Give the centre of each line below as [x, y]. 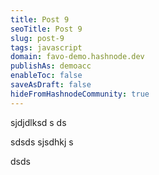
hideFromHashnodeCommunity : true [80, 94]
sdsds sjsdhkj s [42, 142]
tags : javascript [46, 47]
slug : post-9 [37, 38]
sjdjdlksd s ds [38, 122]
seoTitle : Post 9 [46, 29]
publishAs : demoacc [51, 66]
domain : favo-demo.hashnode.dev [77, 57]
